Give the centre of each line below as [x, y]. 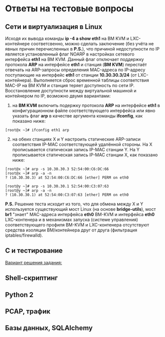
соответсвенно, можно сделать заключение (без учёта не [92, 44]
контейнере [17, 44]
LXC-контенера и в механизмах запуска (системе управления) [72, 220]
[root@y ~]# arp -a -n [28, 191]
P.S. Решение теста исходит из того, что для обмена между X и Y [74, 204]
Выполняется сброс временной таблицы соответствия [91, 80]
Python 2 [19, 295]
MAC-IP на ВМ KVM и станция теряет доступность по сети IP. [70, 85]
